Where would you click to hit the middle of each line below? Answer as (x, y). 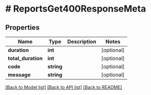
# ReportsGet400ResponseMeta (76, 9)
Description (82, 42)
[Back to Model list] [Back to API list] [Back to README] (64, 87)
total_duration (25, 58)
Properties (22, 28)
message (19, 75)
